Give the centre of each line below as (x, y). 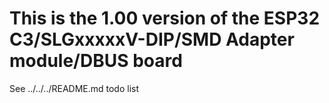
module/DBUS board (96, 61)
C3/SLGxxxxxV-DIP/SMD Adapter (152, 39)
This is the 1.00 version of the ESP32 (165, 18)
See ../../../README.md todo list (74, 88)
